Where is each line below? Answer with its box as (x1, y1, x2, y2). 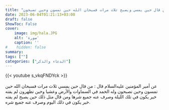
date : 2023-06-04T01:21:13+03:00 (5, 12, 75, 17)
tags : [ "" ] (5, 54, 28, 59)
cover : (5, 26, 19, 31)
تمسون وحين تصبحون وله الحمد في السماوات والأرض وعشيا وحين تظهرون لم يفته (5, 88, 158, 94)
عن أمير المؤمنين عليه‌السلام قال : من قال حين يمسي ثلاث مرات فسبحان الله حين (5, 83, 157, 89)
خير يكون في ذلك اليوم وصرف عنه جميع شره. (5, 99, 91, 105)
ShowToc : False (5, 21, 37, 27)
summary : (5, 49, 24, 54)
